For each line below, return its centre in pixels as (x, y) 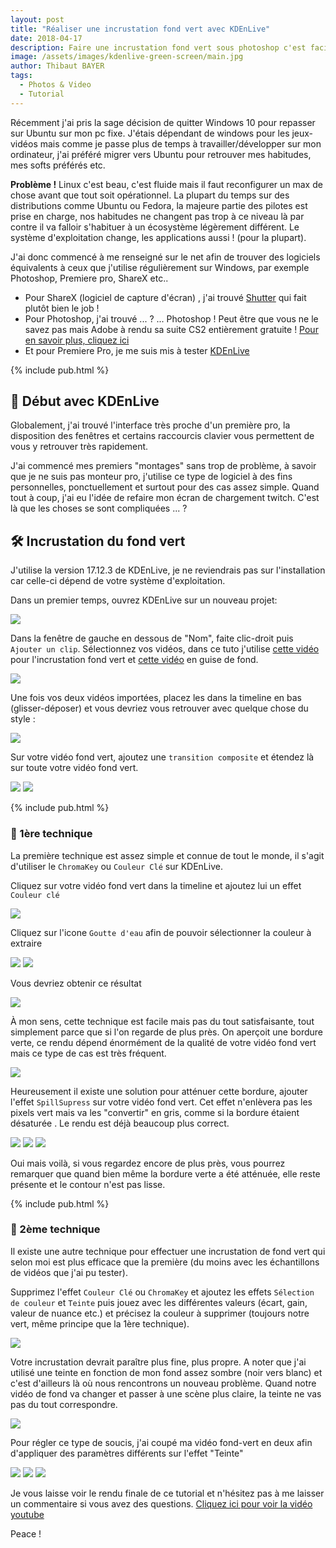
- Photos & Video (55, 85)
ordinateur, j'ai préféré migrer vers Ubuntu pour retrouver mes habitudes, (161, 154)
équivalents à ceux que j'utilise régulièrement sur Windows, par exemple (160, 267)
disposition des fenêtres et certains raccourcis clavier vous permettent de (162, 436)
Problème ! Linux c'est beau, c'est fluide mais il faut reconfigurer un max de (166, 184)
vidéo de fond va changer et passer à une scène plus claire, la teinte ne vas (166, 1393)
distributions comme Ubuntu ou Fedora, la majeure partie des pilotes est (159, 205)
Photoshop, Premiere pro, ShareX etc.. (89, 278)
